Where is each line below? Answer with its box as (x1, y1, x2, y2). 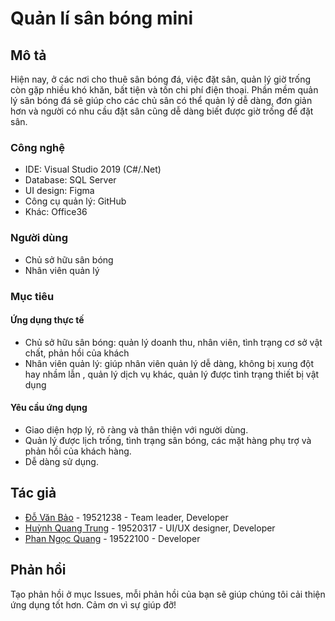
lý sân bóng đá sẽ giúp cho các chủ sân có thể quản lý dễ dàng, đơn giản (10, 95, 313, 106)
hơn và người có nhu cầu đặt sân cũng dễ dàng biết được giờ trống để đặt (10, 105, 314, 117)
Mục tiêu (10, 289, 55, 303)
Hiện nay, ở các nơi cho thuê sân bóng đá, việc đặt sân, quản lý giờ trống (10, 73, 312, 85)
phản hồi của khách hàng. (24, 445, 132, 457)
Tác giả (10, 485, 57, 502)
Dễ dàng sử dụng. (24, 455, 99, 467)
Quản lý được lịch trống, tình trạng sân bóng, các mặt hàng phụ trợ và (24, 434, 312, 446)
